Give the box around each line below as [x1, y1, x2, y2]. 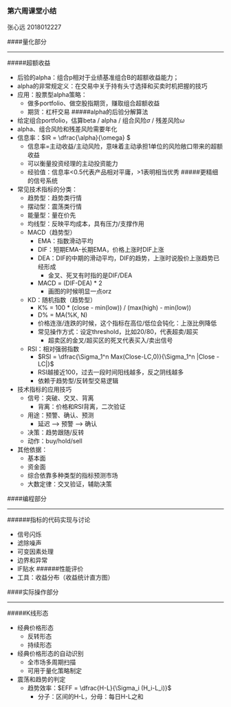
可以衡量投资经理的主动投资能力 [27, 160, 118, 168]
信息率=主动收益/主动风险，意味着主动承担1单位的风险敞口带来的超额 [27, 143, 223, 151]
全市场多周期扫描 [27, 658, 76, 666]
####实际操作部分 [7, 588, 59, 596]
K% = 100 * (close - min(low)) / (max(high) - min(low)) [37, 304, 191, 312]
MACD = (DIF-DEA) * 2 [37, 279, 103, 287]
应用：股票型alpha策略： [16, 91, 87, 99]
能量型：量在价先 [27, 211, 76, 220]
